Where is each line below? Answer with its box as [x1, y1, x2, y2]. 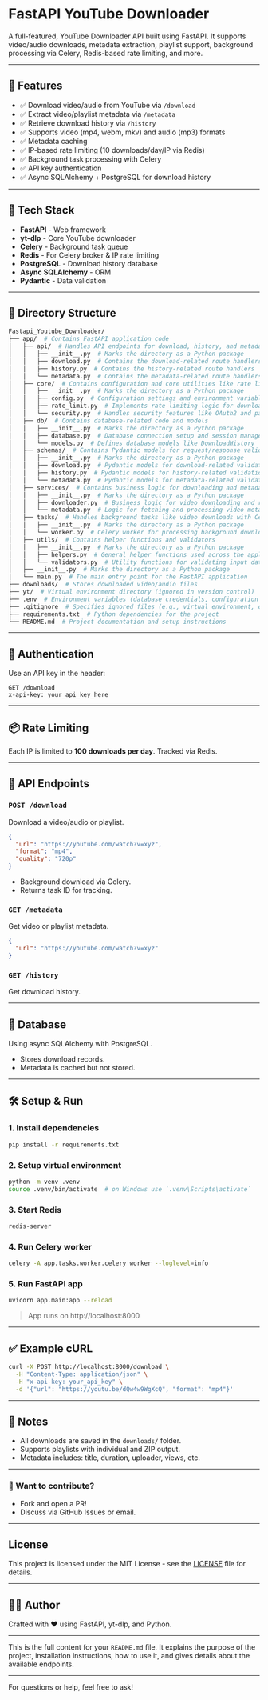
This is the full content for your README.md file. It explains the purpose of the [8, 1642, 256, 1652]
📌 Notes [8, 1414, 49, 1428]
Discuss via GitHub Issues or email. [19, 1507, 136, 1517]
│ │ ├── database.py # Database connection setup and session [8, 431, 238, 440]
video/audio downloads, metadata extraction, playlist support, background [8, 39, 254, 49]
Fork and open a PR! [19, 1498, 87, 1508]
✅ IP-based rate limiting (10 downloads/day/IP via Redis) [19, 145, 205, 154]
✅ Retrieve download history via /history [19, 118, 156, 128]
